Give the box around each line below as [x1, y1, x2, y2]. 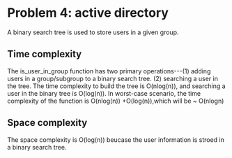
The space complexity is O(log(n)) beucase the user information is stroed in [7, 135, 225, 144]
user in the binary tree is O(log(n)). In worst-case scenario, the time [7, 89, 201, 97]
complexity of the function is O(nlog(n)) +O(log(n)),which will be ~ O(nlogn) [7, 96, 224, 105]
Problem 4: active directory [7, 5, 169, 21]
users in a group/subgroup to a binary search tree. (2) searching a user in [7, 74, 218, 82]
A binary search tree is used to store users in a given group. [7, 28, 179, 36]
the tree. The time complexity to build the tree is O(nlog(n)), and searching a [7, 82, 226, 90]
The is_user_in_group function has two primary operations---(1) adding [7, 66, 211, 75]
